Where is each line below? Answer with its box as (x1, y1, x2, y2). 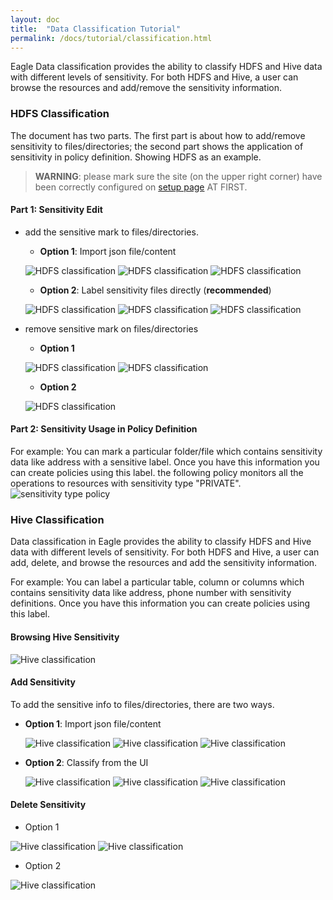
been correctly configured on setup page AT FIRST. (34, 181, 248, 193)
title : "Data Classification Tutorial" (10, 24, 182, 34)
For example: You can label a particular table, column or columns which (10, 576, 305, 588)
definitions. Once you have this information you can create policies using (10, 597, 311, 610)
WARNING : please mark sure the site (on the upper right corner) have (34, 170, 323, 182)
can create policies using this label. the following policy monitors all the (10, 467, 304, 479)
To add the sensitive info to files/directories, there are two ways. (10, 698, 275, 710)
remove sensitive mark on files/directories (24, 322, 199, 335)
